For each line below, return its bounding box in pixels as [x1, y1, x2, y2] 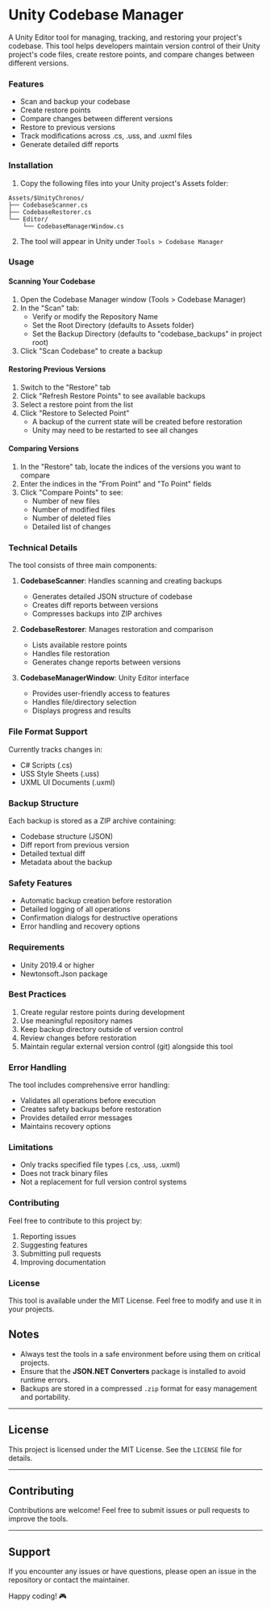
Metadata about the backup [19, 857, 113, 866]
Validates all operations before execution [19, 1096, 156, 1106]
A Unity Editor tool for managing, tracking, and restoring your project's [8, 32, 243, 42]
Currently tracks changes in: [8, 744, 103, 754]
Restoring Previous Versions [8, 364, 106, 374]
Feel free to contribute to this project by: [8, 1215, 143, 1225]
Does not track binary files [19, 1169, 109, 1178]
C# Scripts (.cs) [19, 760, 73, 769]
